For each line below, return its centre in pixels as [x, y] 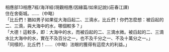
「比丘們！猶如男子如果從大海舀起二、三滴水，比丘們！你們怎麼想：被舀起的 [84, 20]
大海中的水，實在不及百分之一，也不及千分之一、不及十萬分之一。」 [83, 38]
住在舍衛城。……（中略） [31, 13]
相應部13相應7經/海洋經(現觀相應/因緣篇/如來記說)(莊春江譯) [67, 7]
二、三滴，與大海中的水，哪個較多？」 [45, 26]
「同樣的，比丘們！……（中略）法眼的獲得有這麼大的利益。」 [67, 44]
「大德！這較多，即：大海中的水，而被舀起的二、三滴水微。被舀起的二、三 [82, 32]
